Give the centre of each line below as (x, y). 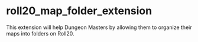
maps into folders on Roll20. (40, 33)
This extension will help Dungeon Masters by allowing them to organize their (99, 27)
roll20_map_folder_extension (79, 11)
